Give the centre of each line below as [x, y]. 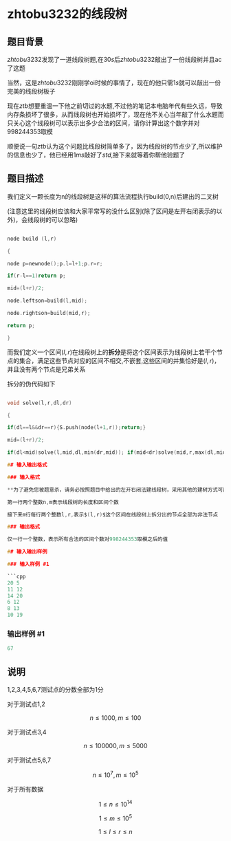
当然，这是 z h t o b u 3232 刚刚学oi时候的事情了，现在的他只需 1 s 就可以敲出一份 [114, 83]
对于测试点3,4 [27, 732]
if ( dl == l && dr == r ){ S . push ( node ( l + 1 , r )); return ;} [77, 428]
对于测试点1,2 [26, 704]
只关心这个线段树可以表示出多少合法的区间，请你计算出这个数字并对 [103, 123]
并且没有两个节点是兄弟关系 [46, 369]
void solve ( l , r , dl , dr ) [40, 403]
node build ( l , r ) [32, 239]
